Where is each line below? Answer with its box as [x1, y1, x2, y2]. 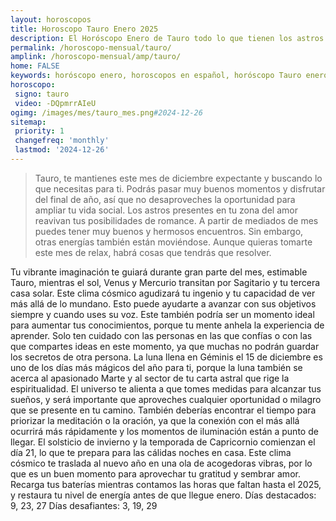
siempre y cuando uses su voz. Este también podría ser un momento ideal [10, 308, 315, 320]
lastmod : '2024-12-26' [14, 145, 110, 155]
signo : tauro [14, 89, 70, 99]
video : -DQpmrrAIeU [14, 98, 97, 108]
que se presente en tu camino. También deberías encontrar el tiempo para [10, 404, 317, 416]
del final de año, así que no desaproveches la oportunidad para [34, 193, 296, 205]
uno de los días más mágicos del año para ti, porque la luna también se [10, 361, 303, 373]
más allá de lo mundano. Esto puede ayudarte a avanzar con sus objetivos [10, 297, 317, 310]
